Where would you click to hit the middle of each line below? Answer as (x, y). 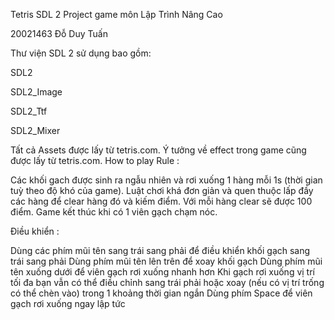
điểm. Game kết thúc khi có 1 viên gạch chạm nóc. (114, 212)
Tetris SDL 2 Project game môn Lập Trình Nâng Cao (116, 14)
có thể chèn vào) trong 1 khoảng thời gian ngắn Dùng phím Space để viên (161, 293)
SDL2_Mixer (35, 130)
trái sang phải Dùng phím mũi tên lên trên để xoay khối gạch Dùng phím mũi (166, 261)
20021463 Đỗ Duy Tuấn (59, 33)
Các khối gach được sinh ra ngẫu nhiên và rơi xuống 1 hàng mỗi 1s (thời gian (166, 180)
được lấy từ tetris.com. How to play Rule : (95, 160)
